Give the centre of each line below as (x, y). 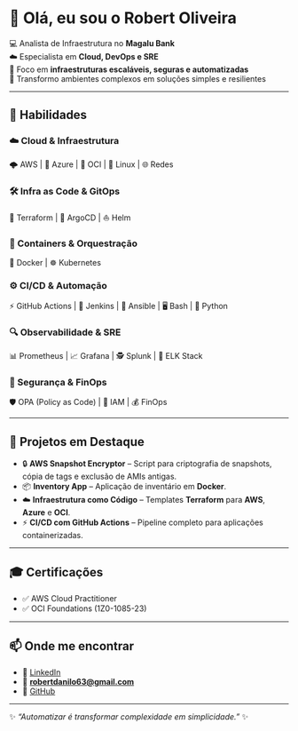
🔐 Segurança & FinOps (59, 382)
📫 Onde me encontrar (72, 646)
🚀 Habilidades (48, 115)
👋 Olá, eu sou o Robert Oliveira (123, 18)
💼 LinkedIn (41, 672)
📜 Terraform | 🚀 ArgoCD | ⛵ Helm (70, 218)
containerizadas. (53, 535)
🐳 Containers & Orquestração (73, 243)
